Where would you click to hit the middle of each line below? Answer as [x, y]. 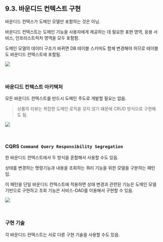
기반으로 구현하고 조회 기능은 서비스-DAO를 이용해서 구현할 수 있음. [69, 191]
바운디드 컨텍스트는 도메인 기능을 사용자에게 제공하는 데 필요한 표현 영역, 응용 [79, 32]
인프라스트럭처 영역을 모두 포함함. [47, 38]
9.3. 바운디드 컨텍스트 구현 [43, 9]
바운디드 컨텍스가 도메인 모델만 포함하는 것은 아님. [53, 21]
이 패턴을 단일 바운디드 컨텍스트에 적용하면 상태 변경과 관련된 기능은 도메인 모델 [81, 184]
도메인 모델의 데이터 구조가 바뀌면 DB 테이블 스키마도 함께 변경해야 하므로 [75, 48]
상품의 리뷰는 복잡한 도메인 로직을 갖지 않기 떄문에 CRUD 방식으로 [80, 109]
